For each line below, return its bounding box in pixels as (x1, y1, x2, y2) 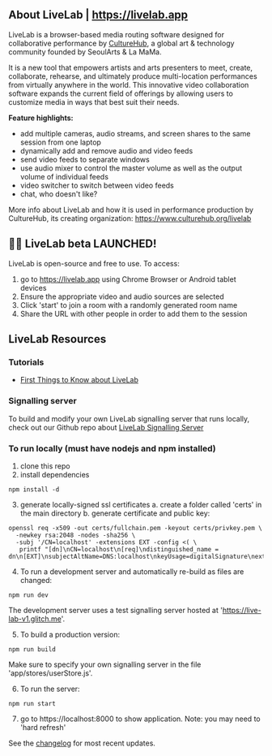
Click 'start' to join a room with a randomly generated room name (19, 300, 238, 309)
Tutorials (8, 356, 45, 368)
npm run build (8, 645, 57, 654)
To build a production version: (19, 629, 120, 639)
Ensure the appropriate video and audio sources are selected (19, 292, 224, 301)
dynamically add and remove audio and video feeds (19, 145, 193, 155)
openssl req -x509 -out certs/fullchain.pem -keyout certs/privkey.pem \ (8, 524, 263, 532)
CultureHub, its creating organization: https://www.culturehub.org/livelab (8, 213, 252, 223)
